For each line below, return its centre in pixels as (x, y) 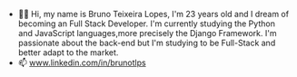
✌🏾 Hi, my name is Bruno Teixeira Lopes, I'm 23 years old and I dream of (153, 14)
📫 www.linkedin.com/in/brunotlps (82, 63)
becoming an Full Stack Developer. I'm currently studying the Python (146, 24)
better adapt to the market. (68, 53)
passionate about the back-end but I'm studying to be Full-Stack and (147, 43)
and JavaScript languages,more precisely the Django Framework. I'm (147, 33)
